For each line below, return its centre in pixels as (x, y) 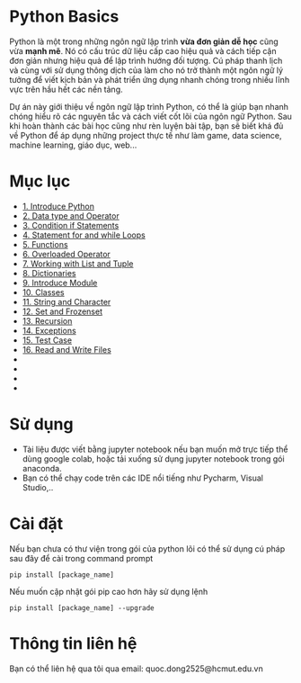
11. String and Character (66, 301)
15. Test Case (47, 340)
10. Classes (43, 292)
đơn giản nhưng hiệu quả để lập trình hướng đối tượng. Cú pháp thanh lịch (146, 60)
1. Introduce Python (58, 206)
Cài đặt (36, 524)
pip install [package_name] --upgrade (82, 608)
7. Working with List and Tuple (78, 264)
